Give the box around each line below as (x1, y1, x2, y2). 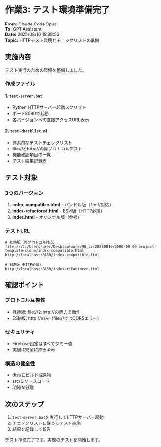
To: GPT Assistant (5, 26, 42, 32)
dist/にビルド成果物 (12, 372, 51, 378)
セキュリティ (5, 328, 35, 335)
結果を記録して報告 (12, 426, 51, 432)
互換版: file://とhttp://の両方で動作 (12, 309, 81, 315)
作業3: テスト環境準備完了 (5, 4, 110, 16)
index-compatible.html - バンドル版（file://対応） (12, 201, 114, 207)
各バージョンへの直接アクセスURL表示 (12, 116, 90, 123)
